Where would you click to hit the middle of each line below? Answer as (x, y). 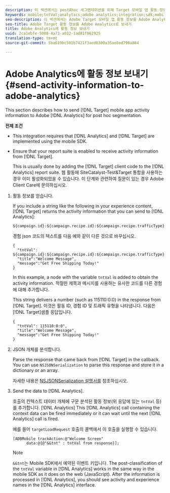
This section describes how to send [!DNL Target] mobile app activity (77, 110)
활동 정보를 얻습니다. (33, 196)
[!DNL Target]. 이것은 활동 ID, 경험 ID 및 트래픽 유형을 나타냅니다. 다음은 (84, 306)
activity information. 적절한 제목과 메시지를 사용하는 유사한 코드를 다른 (82, 283)
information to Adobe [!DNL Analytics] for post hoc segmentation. (74, 115)
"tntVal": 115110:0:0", (42, 326)
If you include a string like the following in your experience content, (82, 206)
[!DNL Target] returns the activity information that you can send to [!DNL (88, 211)
